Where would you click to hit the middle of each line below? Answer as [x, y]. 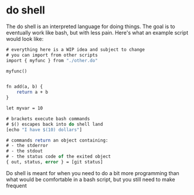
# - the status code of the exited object [58, 157]
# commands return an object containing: [57, 140]
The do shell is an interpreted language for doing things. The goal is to [91, 26]
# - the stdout [25, 151]
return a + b [32, 92]
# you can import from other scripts [52, 55]
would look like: [25, 39]
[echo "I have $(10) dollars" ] [44, 129]
